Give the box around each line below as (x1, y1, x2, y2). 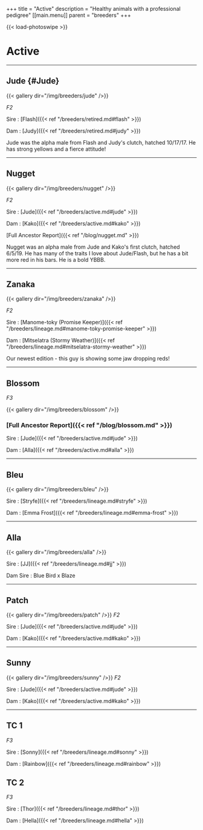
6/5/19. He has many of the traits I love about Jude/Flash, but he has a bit (6, 249, 188, 257)
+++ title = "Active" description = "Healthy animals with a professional (6, 5, 181, 12)
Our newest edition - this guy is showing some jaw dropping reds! (6, 355, 170, 362)
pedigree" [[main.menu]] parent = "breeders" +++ (6, 11, 131, 19)
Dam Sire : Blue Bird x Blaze (6, 572, 76, 580)
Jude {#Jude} (6, 76, 60, 87)
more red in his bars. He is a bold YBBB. (6, 256, 106, 263)
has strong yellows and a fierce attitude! (6, 145, 106, 152)
